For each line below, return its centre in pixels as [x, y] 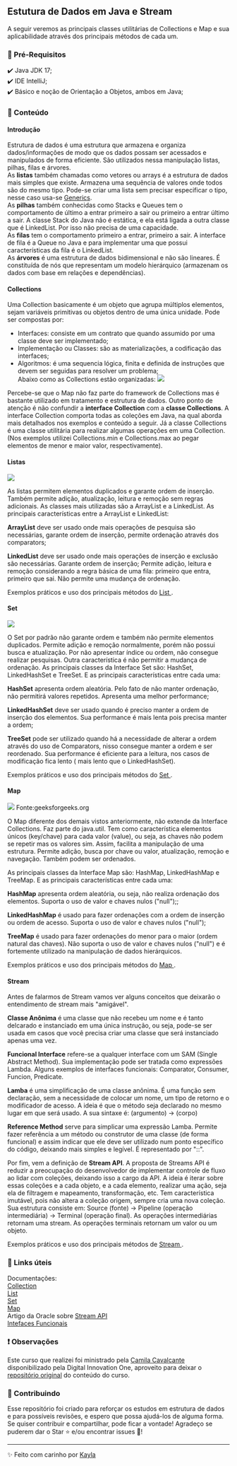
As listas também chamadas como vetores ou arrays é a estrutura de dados [118, 175]
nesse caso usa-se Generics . [50, 198]
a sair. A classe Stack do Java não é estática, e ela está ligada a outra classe [119, 220]
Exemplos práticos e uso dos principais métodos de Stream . [96, 1245]
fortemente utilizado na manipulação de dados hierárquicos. [95, 951]
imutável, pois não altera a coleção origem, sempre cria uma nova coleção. [116, 1201]
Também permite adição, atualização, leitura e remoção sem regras [105, 499]
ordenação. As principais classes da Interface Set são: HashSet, [101, 667]
